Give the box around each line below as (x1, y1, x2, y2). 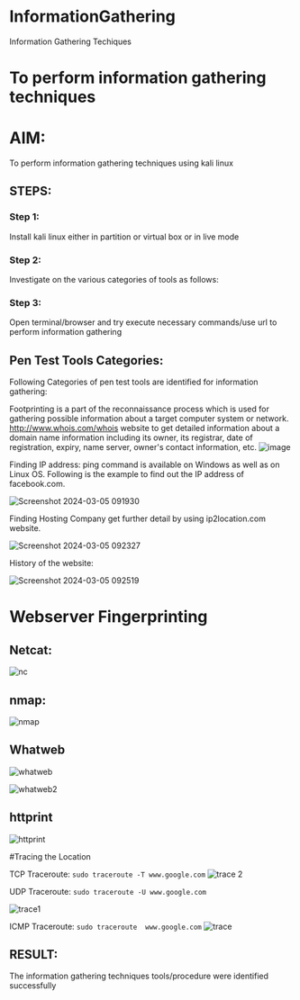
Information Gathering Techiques (9, 36, 132, 47)
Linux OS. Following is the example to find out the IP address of (9, 469, 245, 480)
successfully (9, 980, 57, 991)
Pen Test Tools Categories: (9, 353, 164, 368)
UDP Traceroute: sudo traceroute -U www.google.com (9, 886, 207, 896)
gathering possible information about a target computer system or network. (9, 413, 289, 424)
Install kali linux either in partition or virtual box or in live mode (9, 231, 240, 242)
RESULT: (9, 947, 59, 962)
